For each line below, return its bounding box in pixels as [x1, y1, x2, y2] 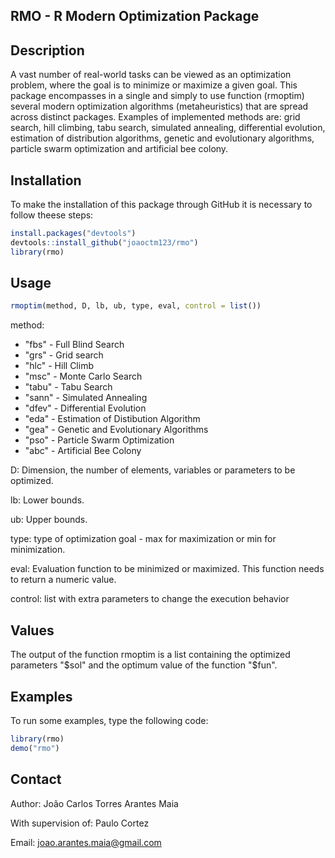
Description [10, 42, 85, 59]
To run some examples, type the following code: [10, 714, 209, 726]
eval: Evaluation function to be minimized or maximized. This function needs [10, 563, 325, 575]
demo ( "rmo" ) [10, 743, 60, 753]
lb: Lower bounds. [10, 494, 85, 506]
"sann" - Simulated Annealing [24, 392, 148, 404]
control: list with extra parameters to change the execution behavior [10, 593, 290, 605]
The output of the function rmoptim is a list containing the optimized [10, 649, 291, 661]
